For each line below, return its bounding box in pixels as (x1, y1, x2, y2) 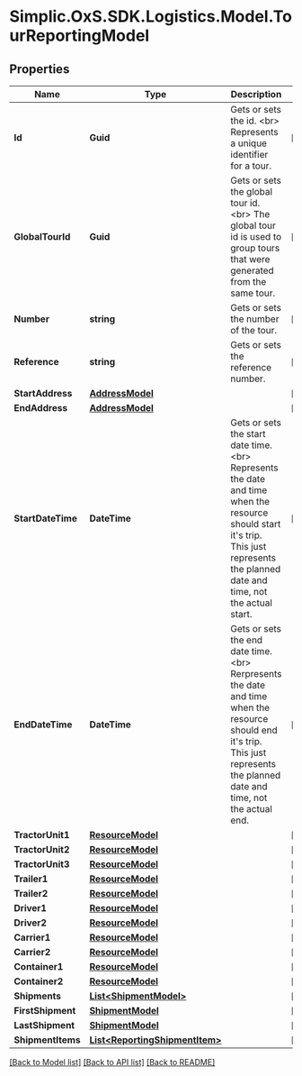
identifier (230, 149, 269, 160)
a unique (230, 137, 268, 150)
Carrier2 (13, 946, 51, 958)
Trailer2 (13, 888, 49, 899)
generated (230, 264, 274, 277)
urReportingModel (9, 25, 150, 46)
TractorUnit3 (13, 858, 70, 871)
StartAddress (13, 388, 73, 399)
